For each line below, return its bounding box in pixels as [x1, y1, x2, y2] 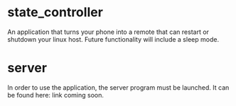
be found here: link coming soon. [7, 90, 104, 99]
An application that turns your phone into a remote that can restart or [7, 28, 210, 36]
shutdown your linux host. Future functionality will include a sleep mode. [7, 35, 219, 43]
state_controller [7, 4, 103, 20]
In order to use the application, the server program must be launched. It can [7, 83, 230, 92]
